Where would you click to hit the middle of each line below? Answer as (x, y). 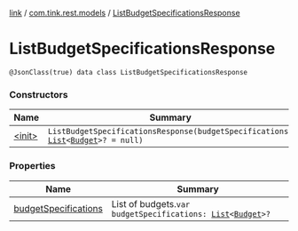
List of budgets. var (151, 203)
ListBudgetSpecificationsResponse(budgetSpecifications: (170, 131)
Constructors (39, 94)
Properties (32, 166)
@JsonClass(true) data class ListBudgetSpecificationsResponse (129, 72)
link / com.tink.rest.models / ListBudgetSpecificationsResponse (125, 13)
